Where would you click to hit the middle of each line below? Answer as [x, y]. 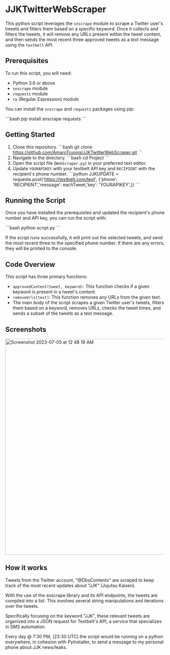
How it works [26, 568]
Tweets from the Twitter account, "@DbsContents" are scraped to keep [80, 580]
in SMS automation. [26, 627]
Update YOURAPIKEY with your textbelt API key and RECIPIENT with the [84, 168]
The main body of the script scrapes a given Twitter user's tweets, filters [88, 303]
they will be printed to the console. [41, 248]
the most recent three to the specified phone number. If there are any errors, [85, 243]
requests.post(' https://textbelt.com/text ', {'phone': [65, 179]
